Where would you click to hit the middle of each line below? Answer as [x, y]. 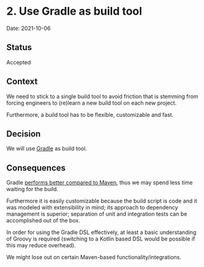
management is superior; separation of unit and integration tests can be [97, 214]
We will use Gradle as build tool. [47, 149]
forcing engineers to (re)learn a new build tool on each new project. [92, 103]
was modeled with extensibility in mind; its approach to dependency [92, 208]
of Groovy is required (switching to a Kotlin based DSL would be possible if [101, 239]
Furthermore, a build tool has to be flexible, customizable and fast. [90, 115]
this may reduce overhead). [41, 246]
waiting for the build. [32, 189]
